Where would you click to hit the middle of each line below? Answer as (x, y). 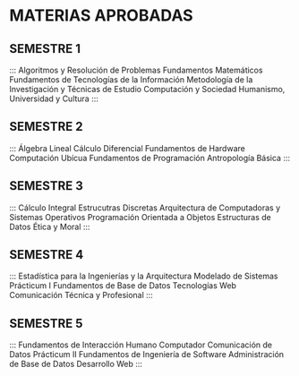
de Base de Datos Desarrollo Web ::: (76, 364)
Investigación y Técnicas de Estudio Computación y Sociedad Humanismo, (147, 89)
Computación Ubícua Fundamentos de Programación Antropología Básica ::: (150, 158)
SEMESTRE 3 (46, 186)
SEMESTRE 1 (45, 49)
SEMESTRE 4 (47, 255)
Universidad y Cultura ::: (54, 98)
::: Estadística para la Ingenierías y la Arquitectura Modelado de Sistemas (144, 276)
